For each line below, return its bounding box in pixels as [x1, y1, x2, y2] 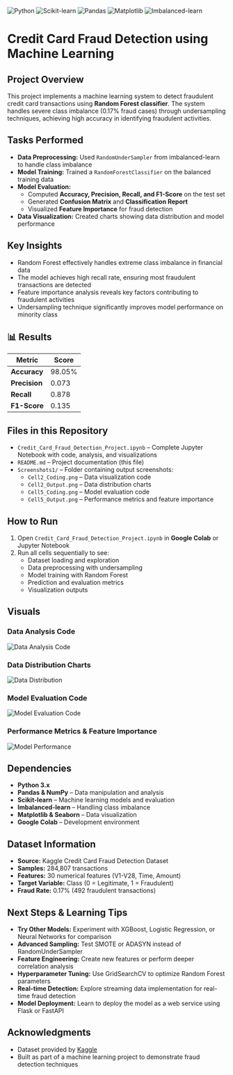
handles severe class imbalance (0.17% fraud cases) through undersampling [7, 107, 226, 115]
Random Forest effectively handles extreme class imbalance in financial [17, 258, 223, 266]
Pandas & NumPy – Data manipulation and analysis [17, 788, 164, 797]
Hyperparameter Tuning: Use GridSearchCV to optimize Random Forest [17, 970, 225, 978]
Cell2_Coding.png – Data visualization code [27, 473, 152, 481]
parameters [17, 977, 51, 986]
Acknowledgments [7, 1027, 92, 1039]
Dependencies [7, 763, 72, 775]
